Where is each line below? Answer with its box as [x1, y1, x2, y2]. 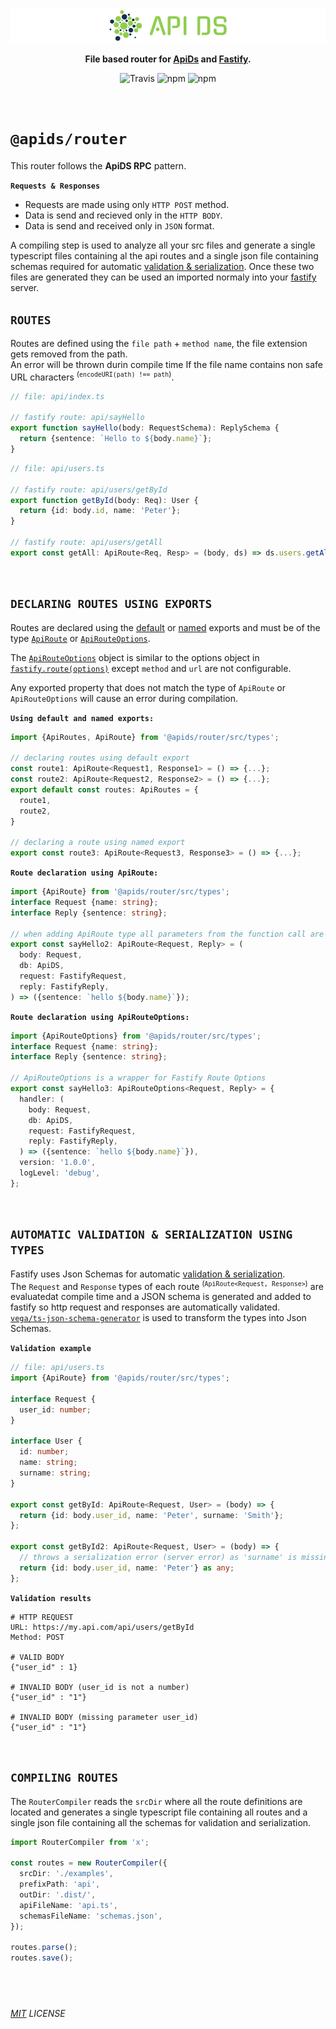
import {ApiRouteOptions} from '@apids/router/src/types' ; [10, 1031, 262, 1041]
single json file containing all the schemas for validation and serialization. [10, 1816, 312, 1828]
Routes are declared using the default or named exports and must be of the [10, 621, 321, 633]
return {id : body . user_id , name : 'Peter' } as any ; [19, 1563, 235, 1573]
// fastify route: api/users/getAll [10, 538, 163, 548]
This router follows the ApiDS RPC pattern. [10, 160, 187, 172]
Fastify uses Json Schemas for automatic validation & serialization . [10, 1268, 286, 1280]
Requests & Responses [10, 181, 101, 192]
